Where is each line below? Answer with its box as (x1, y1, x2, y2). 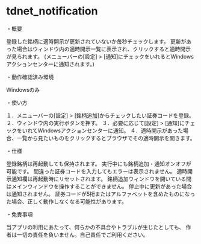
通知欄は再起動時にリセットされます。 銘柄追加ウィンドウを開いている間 (11, 175, 192, 182)
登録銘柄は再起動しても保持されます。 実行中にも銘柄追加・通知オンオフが (6, 160, 191, 167)
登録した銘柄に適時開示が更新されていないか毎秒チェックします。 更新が (6, 37, 187, 45)
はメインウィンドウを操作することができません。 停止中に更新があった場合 (6, 182, 193, 190)
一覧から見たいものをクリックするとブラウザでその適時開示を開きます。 (16, 134, 196, 141)
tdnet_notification (6, 4, 98, 18)
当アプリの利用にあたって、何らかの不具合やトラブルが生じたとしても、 (6, 223, 185, 231)
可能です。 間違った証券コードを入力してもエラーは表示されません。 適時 (6, 167, 188, 175)
